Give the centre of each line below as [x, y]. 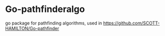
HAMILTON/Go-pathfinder [32, 28]
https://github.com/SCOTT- [131, 23]
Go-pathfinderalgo [45, 9]
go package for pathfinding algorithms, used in [54, 23]
